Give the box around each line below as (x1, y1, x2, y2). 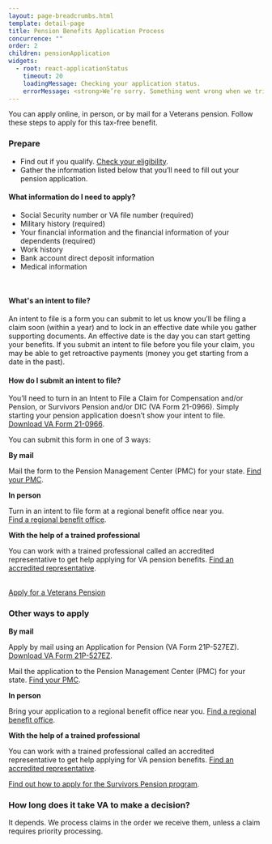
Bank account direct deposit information (19, 252, 155, 263)
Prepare (8, 138, 40, 150)
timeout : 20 (23, 72, 63, 80)
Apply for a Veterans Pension (8, 587, 106, 597)
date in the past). (8, 357, 66, 367)
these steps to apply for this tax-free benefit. (8, 118, 158, 128)
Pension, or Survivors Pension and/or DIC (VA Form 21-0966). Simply (8, 402, 240, 412)
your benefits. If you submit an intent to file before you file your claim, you (8, 340, 255, 350)
